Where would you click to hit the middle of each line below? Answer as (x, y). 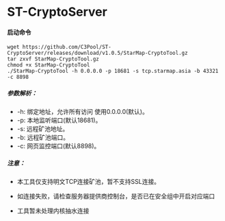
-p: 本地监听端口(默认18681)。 (59, 120)
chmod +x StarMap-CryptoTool (49, 65)
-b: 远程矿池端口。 (43, 137)
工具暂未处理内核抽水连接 (53, 211)
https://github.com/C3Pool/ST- (67, 47)
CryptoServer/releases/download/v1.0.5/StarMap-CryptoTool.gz (97, 53)
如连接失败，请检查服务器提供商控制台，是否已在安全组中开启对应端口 (116, 196)
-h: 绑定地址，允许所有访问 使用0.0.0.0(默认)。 (82, 112)
